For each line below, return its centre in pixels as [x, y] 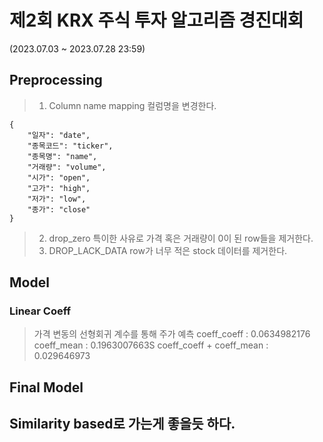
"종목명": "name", [62, 156]
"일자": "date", [59, 135]
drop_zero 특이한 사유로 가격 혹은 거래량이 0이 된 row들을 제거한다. [181, 238]
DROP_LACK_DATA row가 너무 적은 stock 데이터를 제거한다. [168, 250]
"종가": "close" [59, 209]
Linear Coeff [40, 311]
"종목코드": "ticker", [70, 146]
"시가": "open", [59, 177]
